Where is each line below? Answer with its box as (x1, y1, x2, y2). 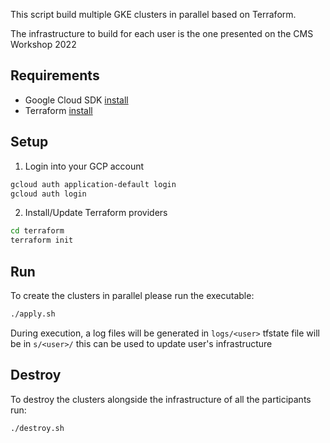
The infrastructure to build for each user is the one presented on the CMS (10, 28, 314, 39)
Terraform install (24, 104, 93, 116)
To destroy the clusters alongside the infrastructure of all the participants (10, 393, 312, 405)
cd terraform (10, 226, 65, 236)
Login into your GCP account (24, 160, 145, 172)
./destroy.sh (10, 423, 65, 433)
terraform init (10, 235, 74, 246)
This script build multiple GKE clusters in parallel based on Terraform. (10, 9, 297, 20)
